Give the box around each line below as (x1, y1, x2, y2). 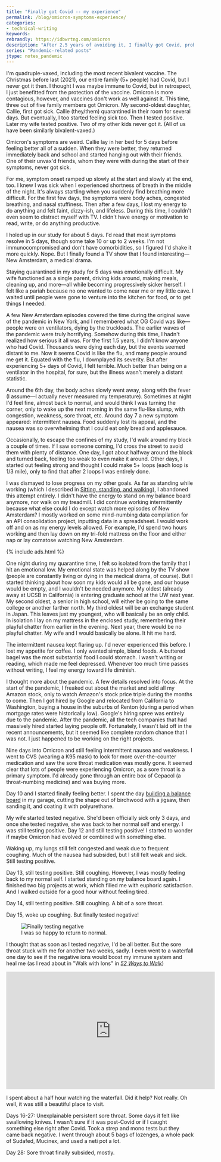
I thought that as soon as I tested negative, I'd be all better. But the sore (6, 940, 182, 948)
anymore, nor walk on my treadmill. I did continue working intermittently (6, 498, 183, 505)
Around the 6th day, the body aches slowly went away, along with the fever (6, 386, 191, 394)
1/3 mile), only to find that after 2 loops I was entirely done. (6, 468, 151, 475)
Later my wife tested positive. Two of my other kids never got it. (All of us (6, 120, 186, 127)
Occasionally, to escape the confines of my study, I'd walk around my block (6, 436, 192, 443)
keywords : (6, 31, 31, 37)
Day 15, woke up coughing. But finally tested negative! (6, 911, 139, 918)
